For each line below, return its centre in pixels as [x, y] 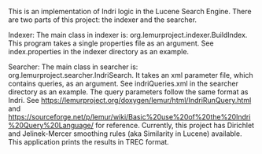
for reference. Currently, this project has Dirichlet [175, 125]
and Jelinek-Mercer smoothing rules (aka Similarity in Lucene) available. [125, 134]
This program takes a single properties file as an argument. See [111, 43]
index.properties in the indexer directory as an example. [99, 51]
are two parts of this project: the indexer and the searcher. [103, 20]
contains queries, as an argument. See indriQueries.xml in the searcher [123, 83]
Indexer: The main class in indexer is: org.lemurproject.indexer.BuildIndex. [128, 35]
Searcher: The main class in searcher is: [73, 67]
